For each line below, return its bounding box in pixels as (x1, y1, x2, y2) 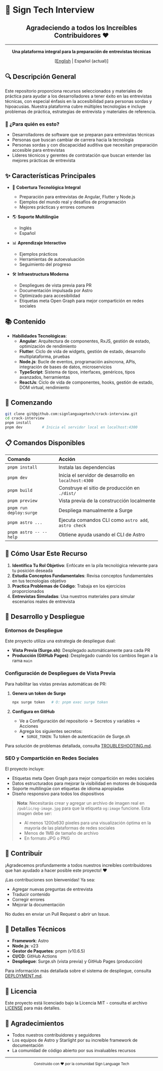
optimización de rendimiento (19, 343, 77, 349)
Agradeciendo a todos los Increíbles (26, 24, 137, 32)
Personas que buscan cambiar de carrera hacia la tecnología (12, 137, 134, 143)
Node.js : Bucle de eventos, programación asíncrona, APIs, (19, 358, 137, 364)
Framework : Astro (12, 938, 49, 944)
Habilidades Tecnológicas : (12, 333, 67, 339)
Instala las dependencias (58, 464, 115, 471)
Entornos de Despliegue (5, 627, 63, 633)
